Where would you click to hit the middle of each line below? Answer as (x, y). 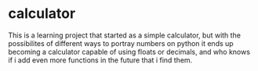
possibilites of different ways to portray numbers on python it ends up (121, 43)
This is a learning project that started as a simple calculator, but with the (125, 35)
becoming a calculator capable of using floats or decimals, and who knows (129, 51)
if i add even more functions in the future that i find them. (100, 60)
